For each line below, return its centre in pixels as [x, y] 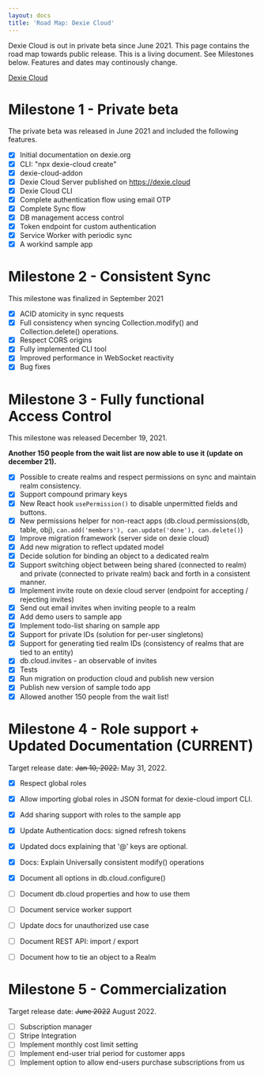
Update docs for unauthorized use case [84, 926]
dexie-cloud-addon [51, 173]
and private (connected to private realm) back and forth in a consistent [135, 573]
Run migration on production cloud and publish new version [117, 679]
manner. [33, 582]
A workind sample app [56, 244]
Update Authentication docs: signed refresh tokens [103, 830]
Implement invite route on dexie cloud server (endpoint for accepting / [134, 590]
